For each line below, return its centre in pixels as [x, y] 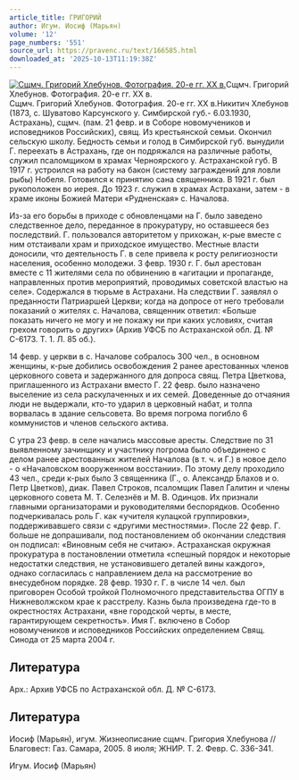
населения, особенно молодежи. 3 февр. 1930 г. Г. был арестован [135, 263]
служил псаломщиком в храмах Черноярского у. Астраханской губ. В [144, 160]
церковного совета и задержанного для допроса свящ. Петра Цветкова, [148, 375]
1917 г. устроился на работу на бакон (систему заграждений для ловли [145, 170]
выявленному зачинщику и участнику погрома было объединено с [138, 449]
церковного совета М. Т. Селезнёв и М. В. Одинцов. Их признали [134, 497]
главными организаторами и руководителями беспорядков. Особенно [145, 507]
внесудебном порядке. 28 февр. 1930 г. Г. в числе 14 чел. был [127, 583]
